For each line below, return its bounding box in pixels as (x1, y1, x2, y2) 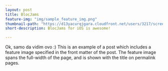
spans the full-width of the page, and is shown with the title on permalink (5, 54, 156, 60)
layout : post (5, 7, 32, 12)
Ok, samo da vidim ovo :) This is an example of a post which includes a (5, 44, 151, 50)
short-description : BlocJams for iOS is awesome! (5, 26, 111, 31)
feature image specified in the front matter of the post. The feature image (5, 49, 156, 55)
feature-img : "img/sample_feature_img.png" (5, 16, 97, 21)
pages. (5, 60, 19, 66)
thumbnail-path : (5, 21, 39, 26)
